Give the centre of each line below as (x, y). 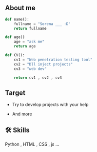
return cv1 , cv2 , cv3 (38, 78)
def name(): (17, 19)
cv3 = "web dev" (30, 69)
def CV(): (15, 55)
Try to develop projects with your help (50, 105)
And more (22, 114)
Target (15, 93)
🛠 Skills (18, 130)
